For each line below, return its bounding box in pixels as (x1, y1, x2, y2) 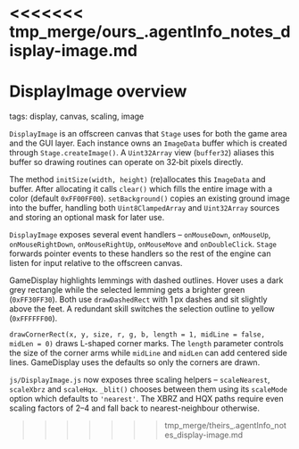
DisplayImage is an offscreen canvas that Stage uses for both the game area (9, 129, 287, 139)
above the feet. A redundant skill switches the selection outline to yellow (9, 303, 275, 314)
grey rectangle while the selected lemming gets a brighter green (9, 285, 245, 295)
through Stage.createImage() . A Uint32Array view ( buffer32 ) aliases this (9, 147, 275, 158)
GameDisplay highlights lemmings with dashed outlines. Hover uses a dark (9, 275, 284, 286)
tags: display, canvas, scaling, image (9, 111, 145, 122)
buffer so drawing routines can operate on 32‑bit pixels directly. (9, 157, 244, 168)
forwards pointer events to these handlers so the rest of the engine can (9, 248, 271, 259)
